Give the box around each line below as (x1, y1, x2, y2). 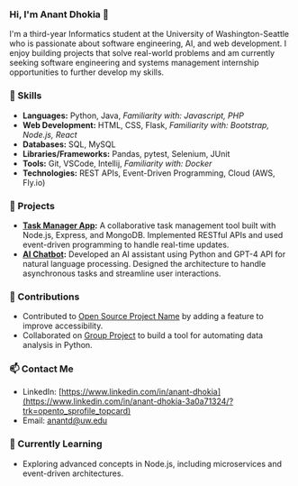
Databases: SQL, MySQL (22, 139, 116, 150)
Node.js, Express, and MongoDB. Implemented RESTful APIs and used (22, 229, 284, 240)
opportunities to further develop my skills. (9, 67, 165, 78)
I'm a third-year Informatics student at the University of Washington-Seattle (9, 29, 290, 40)
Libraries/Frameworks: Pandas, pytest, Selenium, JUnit (22, 148, 230, 159)
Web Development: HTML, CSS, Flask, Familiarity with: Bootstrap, (22, 119, 270, 130)
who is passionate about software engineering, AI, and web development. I (9, 38, 287, 49)
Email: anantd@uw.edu (22, 415, 108, 426)
